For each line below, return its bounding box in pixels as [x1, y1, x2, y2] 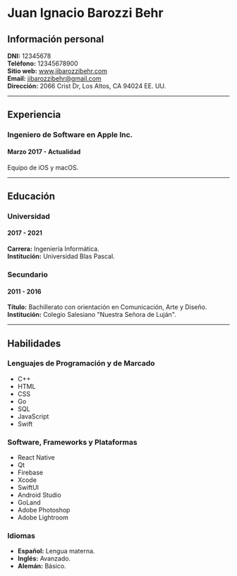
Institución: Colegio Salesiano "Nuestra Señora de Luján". [7, 311, 176, 319]
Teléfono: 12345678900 [7, 59, 79, 68]
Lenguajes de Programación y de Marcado [7, 359, 155, 368]
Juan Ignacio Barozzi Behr [7, 5, 164, 21]
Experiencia [7, 109, 61, 121]
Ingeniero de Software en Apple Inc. [7, 130, 133, 140]
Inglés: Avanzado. [17, 554, 71, 563]
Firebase [17, 468, 44, 477]
